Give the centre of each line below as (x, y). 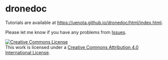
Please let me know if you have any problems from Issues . (66, 32)
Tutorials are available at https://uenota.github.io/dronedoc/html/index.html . (84, 22)
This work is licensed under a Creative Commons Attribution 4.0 (72, 47)
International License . (28, 52)
